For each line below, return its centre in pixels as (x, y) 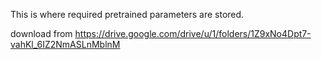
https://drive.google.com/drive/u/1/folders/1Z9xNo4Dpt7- (193, 33)
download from (41, 33)
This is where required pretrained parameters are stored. (127, 14)
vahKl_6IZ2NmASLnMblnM (65, 44)
